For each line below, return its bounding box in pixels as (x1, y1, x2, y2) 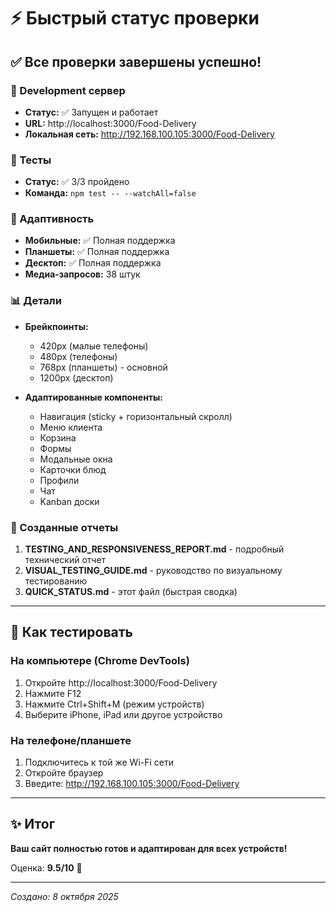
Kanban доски (39, 495, 100, 507)
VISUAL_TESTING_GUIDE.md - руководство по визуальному (24, 565, 283, 577)
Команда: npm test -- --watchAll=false (24, 187, 197, 199)
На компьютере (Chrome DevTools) (10, 654, 190, 668)
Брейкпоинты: (24, 320, 89, 332)
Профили (39, 474, 80, 486)
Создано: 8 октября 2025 (10, 890, 119, 902)
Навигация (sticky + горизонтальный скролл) (39, 410, 233, 422)
